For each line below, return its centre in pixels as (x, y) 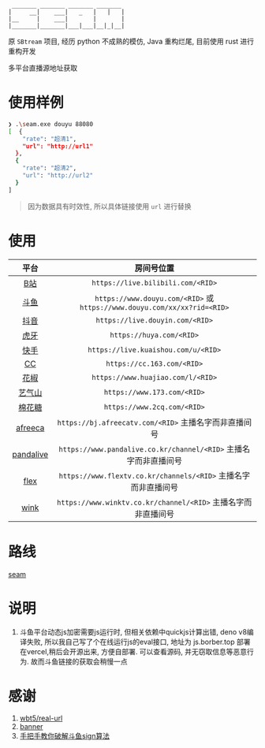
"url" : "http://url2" (58, 176)
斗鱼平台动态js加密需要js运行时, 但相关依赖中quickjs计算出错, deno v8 (133, 631)
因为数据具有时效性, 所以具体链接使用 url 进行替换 (109, 206)
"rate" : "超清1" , (50, 139)
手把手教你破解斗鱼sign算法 (65, 736)
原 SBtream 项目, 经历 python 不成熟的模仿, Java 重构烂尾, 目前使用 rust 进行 (131, 41)
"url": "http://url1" (58, 146)
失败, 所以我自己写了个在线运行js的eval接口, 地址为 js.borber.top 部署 (138, 642)
